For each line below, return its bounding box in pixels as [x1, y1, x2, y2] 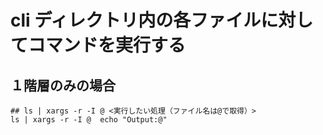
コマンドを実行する [28, 34, 187, 57]
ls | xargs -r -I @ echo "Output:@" [10, 115, 168, 125]
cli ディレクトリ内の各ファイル [10, 9, 262, 32]
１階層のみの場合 [10, 77, 116, 94]
